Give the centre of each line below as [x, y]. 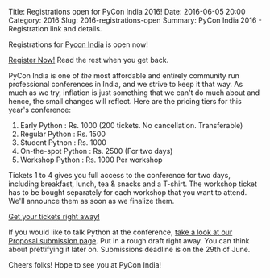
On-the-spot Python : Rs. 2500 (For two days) [96, 151]
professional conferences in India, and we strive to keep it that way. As [126, 84]
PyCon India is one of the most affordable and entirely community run [124, 75]
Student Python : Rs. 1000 [63, 143]
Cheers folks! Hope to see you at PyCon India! [85, 265]
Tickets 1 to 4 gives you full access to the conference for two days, [120, 175]
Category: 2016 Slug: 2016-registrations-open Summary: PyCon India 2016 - [135, 20]
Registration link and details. [55, 29]
